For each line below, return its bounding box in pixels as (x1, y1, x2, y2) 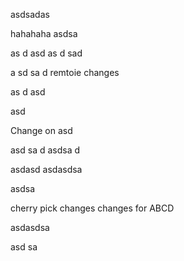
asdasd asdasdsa (10, 164, 83, 175)
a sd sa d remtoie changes (10, 67, 120, 78)
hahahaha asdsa (10, 28, 78, 39)
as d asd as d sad (10, 47, 83, 59)
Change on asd (10, 125, 73, 136)
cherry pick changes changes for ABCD (10, 202, 175, 214)
